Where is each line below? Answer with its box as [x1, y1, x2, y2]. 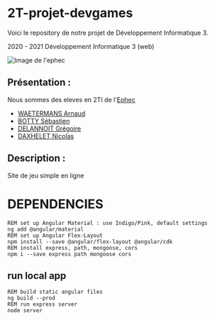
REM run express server [7, 301, 78, 308]
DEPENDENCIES [7, 196, 104, 212]
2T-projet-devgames [7, 5, 133, 21]
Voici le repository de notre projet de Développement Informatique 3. [7, 28, 209, 37]
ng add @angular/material [7, 226, 84, 233]
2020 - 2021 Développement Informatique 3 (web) [7, 42, 155, 50]
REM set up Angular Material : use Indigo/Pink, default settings [7, 219, 208, 226]
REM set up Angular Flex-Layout [7, 232, 103, 239]
